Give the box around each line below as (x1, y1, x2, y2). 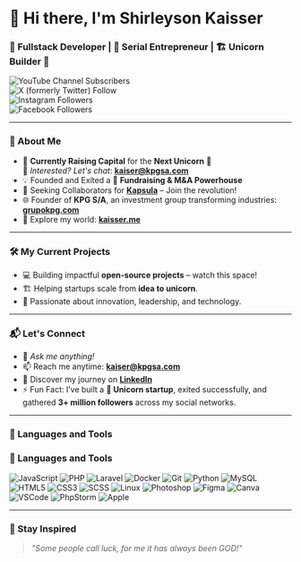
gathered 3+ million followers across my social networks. (21, 397, 236, 408)
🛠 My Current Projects (9, 245, 110, 258)
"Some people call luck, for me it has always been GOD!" (30, 542, 243, 553)
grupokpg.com (21, 204, 80, 215)
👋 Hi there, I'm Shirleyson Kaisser (9, 8, 263, 29)
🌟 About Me (9, 135, 62, 147)
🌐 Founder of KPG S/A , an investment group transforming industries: (21, 194, 278, 205)
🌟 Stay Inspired (9, 522, 77, 535)
